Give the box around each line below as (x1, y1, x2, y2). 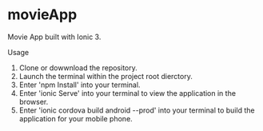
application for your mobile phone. (18, 113, 133, 123)
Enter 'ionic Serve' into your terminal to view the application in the (18, 88, 237, 97)
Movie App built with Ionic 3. (7, 32, 102, 42)
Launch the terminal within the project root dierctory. (18, 71, 193, 81)
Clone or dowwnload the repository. (18, 62, 137, 73)
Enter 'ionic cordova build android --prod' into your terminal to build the (18, 105, 255, 115)
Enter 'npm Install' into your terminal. (18, 80, 141, 89)
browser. (18, 97, 49, 106)
